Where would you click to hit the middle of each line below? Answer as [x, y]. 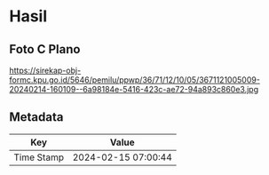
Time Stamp [39, 157]
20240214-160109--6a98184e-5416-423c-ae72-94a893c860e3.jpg [134, 89]
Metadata [36, 117]
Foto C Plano [45, 49]
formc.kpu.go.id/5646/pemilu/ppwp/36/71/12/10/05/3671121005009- [134, 80]
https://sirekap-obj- [45, 70]
